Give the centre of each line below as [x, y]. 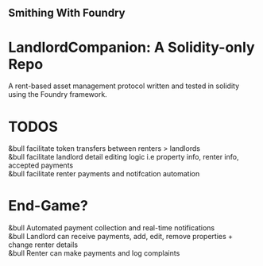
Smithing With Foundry [67, 13]
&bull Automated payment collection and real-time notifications [112, 228]
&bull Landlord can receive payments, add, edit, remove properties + [120, 237]
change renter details [43, 245]
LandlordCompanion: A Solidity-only [132, 47]
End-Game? [48, 206]
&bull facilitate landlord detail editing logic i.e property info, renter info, [124, 157]
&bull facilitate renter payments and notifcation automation [104, 174]
